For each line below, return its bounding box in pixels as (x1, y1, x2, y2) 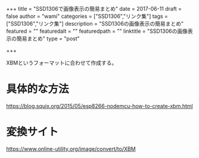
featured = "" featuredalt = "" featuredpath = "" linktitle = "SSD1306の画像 (6, 27, 188, 35)
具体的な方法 (6, 82, 70, 96)
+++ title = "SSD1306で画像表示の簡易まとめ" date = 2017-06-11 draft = (6, 5, 182, 12)
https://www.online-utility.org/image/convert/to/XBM (6, 145, 136, 152)
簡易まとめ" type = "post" (16, 35, 80, 42)
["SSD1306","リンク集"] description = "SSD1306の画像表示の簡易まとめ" (6, 20, 184, 27)
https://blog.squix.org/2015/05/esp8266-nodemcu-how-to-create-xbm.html (6, 102, 193, 109)
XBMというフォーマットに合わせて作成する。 (6, 59, 117, 66)
